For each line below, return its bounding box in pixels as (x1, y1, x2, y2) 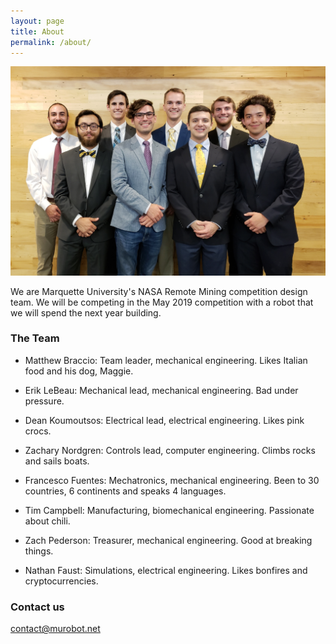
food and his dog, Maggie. (24, 365, 134, 377)
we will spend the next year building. (10, 306, 162, 319)
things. (24, 545, 54, 557)
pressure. (24, 395, 65, 407)
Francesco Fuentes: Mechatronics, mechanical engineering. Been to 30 (24, 474, 320, 486)
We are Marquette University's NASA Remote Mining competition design (10, 285, 308, 297)
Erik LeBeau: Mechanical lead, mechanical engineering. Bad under (24, 384, 299, 396)
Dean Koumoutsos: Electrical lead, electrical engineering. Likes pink (24, 414, 305, 426)
